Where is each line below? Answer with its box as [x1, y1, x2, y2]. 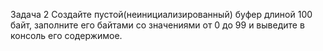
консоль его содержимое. [10, 30, 123, 41]
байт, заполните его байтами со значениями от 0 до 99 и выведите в [10, 19, 305, 31]
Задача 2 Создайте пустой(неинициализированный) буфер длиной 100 [10, 9, 313, 20]
